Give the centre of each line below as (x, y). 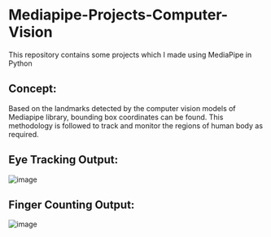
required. (24, 134)
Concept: (33, 89)
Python (20, 63)
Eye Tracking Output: (63, 160)
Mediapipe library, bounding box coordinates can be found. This (116, 117)
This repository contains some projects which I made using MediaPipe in (130, 54)
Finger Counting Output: (72, 205)
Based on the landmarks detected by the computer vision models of (122, 108)
